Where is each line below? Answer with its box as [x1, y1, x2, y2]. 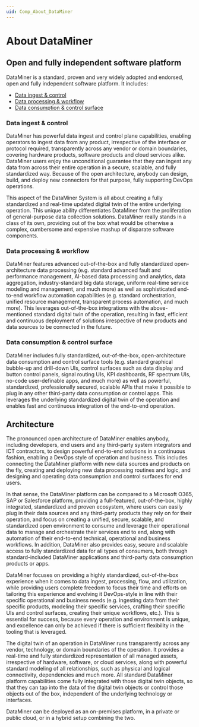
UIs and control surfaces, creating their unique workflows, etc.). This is [6, 609, 180, 617]
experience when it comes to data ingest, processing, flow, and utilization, [6, 578, 188, 585]
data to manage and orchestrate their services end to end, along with [6, 529, 176, 536]
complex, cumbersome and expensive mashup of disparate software [6, 226, 174, 233]
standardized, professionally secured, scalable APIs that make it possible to [6, 383, 191, 391]
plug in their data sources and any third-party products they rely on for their [6, 510, 192, 517]
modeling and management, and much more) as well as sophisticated [6, 285, 176, 293]
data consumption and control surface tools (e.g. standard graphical [6, 358, 173, 365]
